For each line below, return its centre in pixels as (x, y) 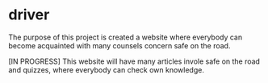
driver (29, 15)
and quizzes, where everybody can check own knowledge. (106, 69)
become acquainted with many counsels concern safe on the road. (119, 45)
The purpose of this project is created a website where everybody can (126, 37)
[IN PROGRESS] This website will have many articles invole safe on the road (134, 61)
